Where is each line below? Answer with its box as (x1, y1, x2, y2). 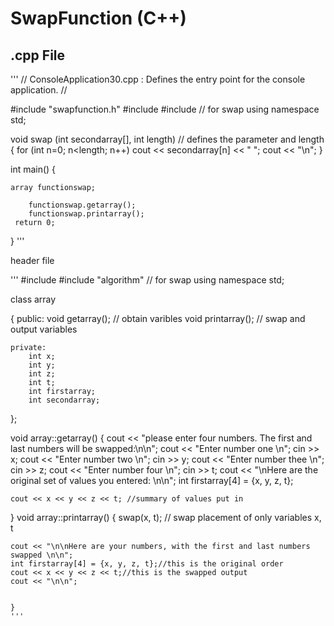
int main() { (10, 163, 57, 175)
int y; (28, 360, 56, 370)
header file (10, 255, 55, 266)
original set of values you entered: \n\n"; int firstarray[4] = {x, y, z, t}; (10, 475, 294, 486)
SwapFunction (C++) (10, 7, 187, 30)
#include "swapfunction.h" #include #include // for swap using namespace (10, 103, 320, 115)
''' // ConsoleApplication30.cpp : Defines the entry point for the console (10, 73, 306, 85)
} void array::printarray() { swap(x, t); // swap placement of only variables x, (10, 512, 322, 523)
